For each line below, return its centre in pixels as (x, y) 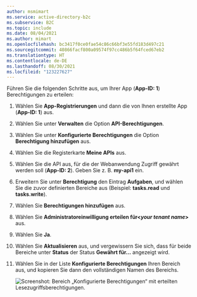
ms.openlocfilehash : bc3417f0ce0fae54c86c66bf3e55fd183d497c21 (86, 45)
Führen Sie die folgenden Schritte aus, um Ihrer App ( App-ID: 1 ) (84, 88)
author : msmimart (28, 11)
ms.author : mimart (29, 39)
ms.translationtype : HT (36, 55)
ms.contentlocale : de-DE (37, 61)
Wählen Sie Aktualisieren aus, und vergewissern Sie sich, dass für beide (103, 246)
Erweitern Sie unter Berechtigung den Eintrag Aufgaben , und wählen (99, 182)
